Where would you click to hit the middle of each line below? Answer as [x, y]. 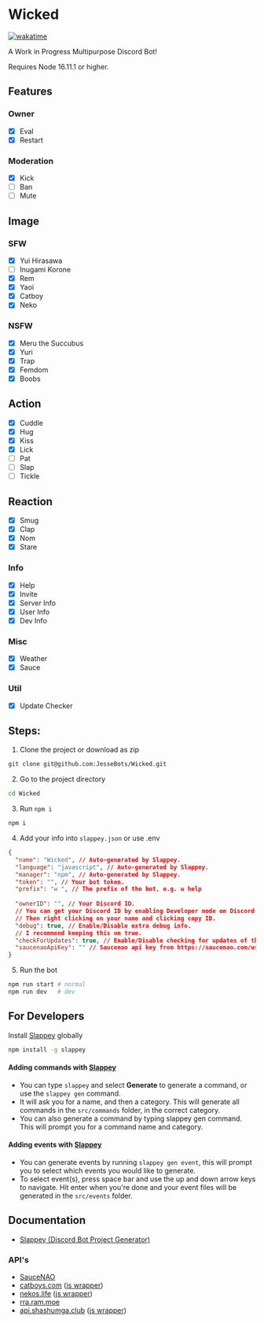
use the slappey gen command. [70, 1093]
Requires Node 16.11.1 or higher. [59, 67]
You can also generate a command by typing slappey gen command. [130, 1118]
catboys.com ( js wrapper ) [61, 1285]
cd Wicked [24, 794]
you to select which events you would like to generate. [108, 1171]
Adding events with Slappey [55, 1145]
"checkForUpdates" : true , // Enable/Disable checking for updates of [131, 941]
